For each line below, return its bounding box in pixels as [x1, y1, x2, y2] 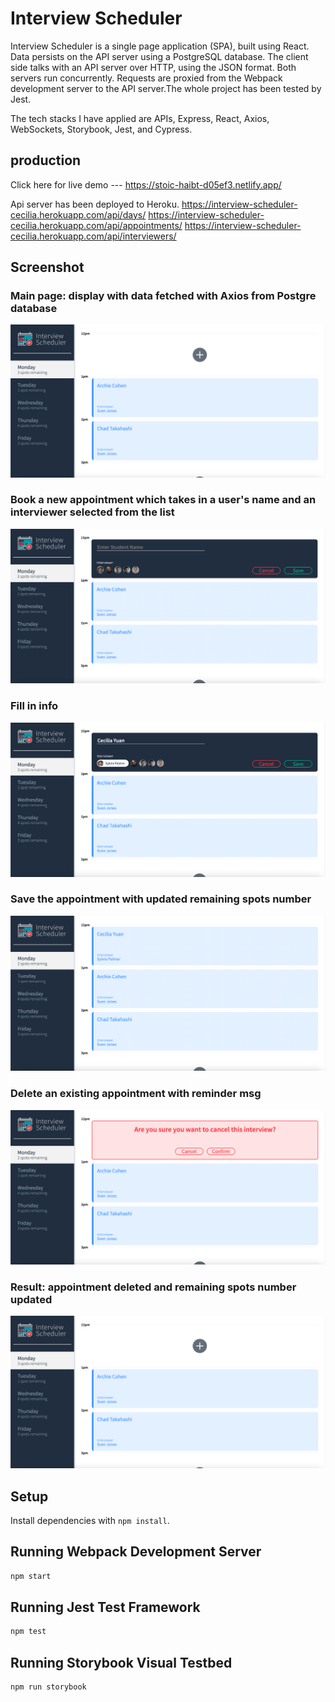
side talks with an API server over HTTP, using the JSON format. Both [10, 61, 297, 73]
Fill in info [10, 699, 59, 713]
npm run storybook [10, 1682, 87, 1692]
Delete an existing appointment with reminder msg [10, 1087, 262, 1101]
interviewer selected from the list [10, 505, 175, 519]
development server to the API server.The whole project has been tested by [10, 82, 322, 94]
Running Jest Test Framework [10, 1599, 201, 1616]
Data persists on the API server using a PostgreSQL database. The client [10, 50, 309, 62]
